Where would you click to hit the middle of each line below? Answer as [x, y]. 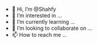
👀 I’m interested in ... [37, 15]
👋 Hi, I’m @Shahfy [34, 9]
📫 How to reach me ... [39, 35]
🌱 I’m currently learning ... [43, 22]
